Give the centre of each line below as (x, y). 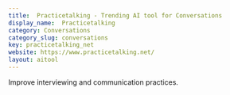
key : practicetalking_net (51, 45)
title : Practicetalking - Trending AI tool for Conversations (115, 15)
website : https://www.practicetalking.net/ (82, 52)
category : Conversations (49, 30)
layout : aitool (33, 60)
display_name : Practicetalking (62, 23)
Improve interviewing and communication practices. (94, 82)
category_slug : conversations (58, 38)
